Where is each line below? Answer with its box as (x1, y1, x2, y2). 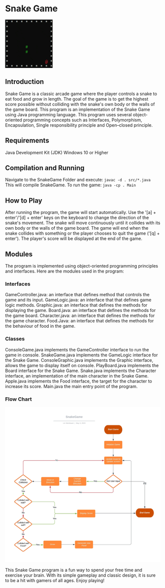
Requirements (5, 137, 49, 145)
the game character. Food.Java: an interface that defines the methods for (5, 318, 154, 324)
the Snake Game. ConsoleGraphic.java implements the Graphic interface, (5, 357, 154, 363)
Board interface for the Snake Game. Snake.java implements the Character (5, 368, 157, 374)
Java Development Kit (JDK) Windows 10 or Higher (5, 149, 108, 155)
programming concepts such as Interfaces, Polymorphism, (23, 117, 142, 123)
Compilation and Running (5, 164, 85, 172)
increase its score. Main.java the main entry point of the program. (5, 383, 138, 389)
